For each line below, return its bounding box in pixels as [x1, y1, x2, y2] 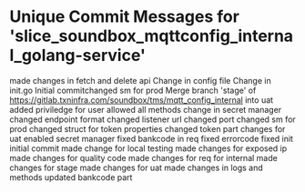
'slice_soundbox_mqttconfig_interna [9, 25, 294, 46]
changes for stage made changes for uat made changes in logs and [9, 162, 264, 173]
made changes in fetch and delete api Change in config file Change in [9, 75, 271, 86]
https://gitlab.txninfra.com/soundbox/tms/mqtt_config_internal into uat [9, 94, 274, 106]
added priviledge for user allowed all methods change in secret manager [9, 104, 282, 115]
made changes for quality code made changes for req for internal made [9, 152, 278, 163]
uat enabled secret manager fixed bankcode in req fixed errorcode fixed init [9, 133, 294, 144]
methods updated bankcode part [9, 171, 133, 183]
